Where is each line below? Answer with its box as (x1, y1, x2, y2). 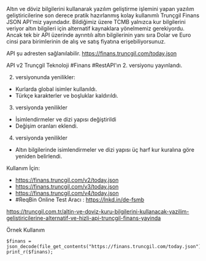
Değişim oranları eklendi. (15, 122, 78, 130)
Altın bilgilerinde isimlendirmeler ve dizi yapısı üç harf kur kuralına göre (15, 146, 195, 153)
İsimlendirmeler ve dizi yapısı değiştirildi (15, 116, 116, 123)
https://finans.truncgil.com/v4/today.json (15, 190, 119, 197)
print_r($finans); (6, 249, 53, 255)
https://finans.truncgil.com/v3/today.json (15, 183, 119, 190)
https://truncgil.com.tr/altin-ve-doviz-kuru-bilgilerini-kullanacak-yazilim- (6, 208, 189, 215)
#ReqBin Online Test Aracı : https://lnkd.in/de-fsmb (15, 196, 145, 203)
